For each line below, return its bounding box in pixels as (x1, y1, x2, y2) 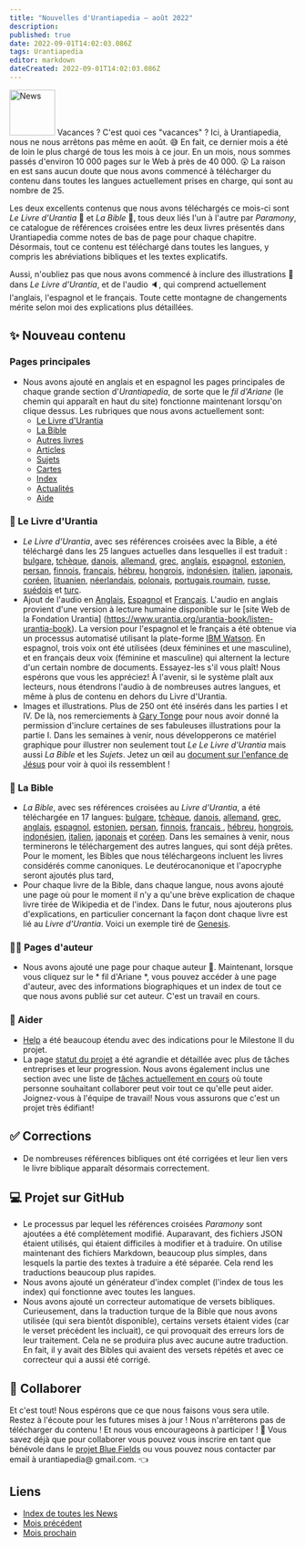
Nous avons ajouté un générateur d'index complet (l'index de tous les (22, 1277, 284, 1288)
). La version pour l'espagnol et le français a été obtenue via (71, 623, 297, 634)
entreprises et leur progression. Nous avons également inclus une (22, 1063, 270, 1074)
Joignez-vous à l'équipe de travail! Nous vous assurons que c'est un (22, 1092, 280, 1103)
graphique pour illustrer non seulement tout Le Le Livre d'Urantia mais (22, 739, 287, 750)
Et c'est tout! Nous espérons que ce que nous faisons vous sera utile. (9, 1405, 270, 1416)
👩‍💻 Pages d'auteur (9, 941, 94, 954)
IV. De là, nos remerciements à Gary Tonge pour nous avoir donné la (22, 710, 280, 721)
